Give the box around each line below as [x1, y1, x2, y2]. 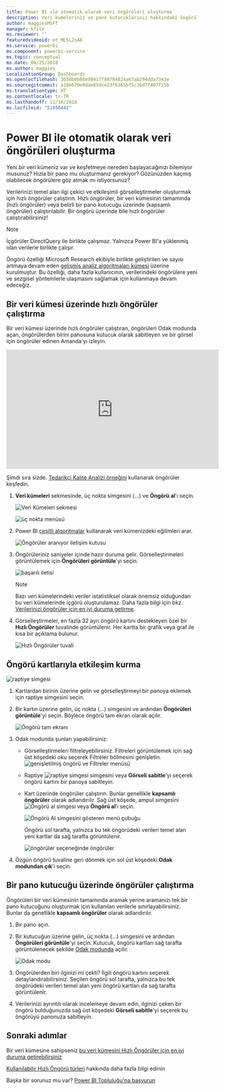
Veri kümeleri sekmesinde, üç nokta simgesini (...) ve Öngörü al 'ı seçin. [15, 492, 195, 500]
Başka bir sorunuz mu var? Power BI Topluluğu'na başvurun [6, 1077, 156, 1084]
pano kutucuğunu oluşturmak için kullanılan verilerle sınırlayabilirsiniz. [6, 903, 181, 910]
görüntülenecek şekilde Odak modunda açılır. [15, 945, 129, 952]
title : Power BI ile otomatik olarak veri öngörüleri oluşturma [6, 8, 172, 15]
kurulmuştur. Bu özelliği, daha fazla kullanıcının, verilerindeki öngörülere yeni [6, 269, 198, 276]
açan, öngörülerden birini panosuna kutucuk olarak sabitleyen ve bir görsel [6, 331, 193, 338]
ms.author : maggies [6, 65, 56, 72]
